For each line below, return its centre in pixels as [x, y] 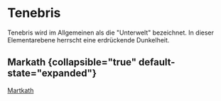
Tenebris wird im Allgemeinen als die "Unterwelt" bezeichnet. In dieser [111, 32]
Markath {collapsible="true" [72, 63]
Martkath [21, 90]
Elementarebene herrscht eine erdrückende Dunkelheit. [88, 40]
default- [157, 63]
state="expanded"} [52, 73]
